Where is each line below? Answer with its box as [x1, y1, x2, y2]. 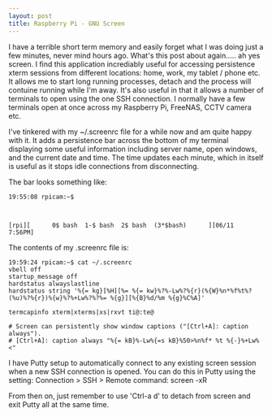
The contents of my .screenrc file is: [8, 242, 130, 252]
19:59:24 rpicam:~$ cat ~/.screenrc [8, 258, 132, 267]
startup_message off [8, 272, 79, 280]
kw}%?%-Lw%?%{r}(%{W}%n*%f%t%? [146, 286, 253, 295]
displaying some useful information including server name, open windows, [8, 144, 257, 154]
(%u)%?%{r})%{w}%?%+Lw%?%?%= [8, 293, 107, 302]
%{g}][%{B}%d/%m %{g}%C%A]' [110, 293, 205, 302]
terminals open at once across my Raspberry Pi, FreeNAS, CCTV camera [8, 102, 252, 112]
